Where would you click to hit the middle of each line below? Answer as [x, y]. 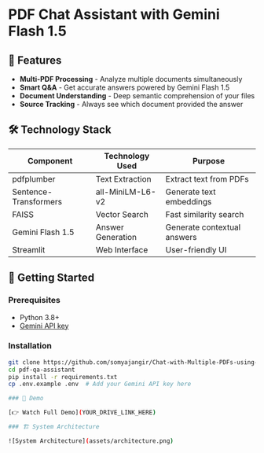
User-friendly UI [196, 249]
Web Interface [122, 249]
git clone [24, 362]
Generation [116, 237]
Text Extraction [123, 179]
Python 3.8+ [40, 317]
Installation [30, 346]
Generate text [191, 192]
